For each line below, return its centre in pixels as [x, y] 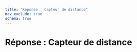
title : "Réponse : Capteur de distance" [47, 9]
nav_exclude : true [24, 14]
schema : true [18, 18]
